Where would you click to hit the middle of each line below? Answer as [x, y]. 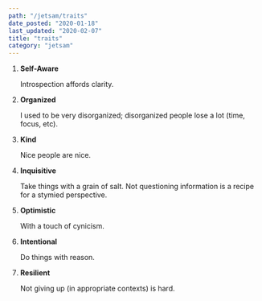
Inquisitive [38, 171]
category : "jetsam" [41, 46]
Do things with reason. [57, 258]
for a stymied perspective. [63, 195]
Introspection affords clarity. [67, 85]
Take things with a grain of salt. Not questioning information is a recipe [137, 187]
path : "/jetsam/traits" [48, 16]
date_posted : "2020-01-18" [53, 23]
